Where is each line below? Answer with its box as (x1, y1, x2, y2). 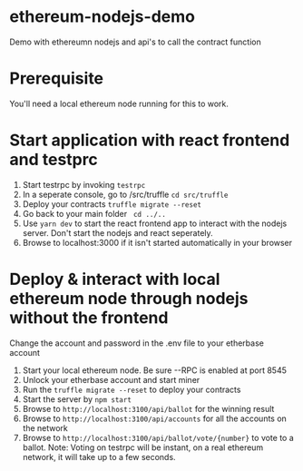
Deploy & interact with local (9, 270, 220, 289)
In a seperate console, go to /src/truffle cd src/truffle (22, 189, 229, 200)
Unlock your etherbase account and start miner (22, 374, 200, 385)
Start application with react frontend (9, 130, 290, 151)
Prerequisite (9, 68, 104, 89)
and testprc (9, 150, 98, 170)
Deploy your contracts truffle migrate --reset (22, 198, 202, 210)
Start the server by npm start (22, 393, 132, 405)
